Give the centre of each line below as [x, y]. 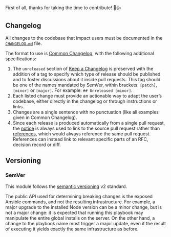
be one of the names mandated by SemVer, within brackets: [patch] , [85, 85]
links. [18, 106]
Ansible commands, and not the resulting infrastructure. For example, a [80, 202]
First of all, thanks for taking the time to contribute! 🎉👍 [63, 8]
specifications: [21, 59]
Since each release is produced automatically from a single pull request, [89, 123]
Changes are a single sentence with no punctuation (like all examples [85, 112]
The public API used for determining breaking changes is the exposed [79, 196]
